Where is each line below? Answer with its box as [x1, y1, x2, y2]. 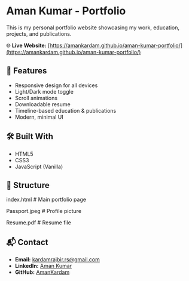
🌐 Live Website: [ [6, 42, 50, 49]
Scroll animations [14, 94, 58, 101]
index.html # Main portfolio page [6, 196, 87, 203]
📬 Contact [6, 237, 48, 247]
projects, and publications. [6, 30, 72, 37]
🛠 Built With [6, 131, 54, 141]
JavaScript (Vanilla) [14, 163, 63, 170]
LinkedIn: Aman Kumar [14, 263, 72, 270]
